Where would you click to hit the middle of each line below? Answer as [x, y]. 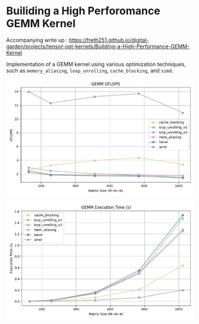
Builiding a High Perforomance [83, 11]
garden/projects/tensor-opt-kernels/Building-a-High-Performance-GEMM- [98, 46]
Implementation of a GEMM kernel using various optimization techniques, [96, 64]
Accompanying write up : [37, 40]
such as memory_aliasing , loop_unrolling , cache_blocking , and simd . [90, 70]
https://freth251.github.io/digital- [109, 40]
